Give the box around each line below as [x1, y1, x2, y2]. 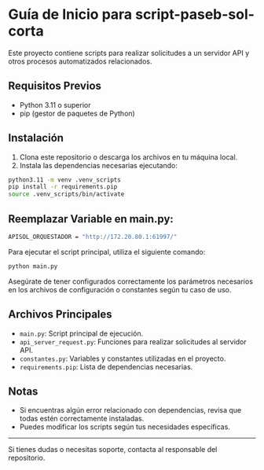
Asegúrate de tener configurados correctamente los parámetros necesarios [8, 277, 254, 286]
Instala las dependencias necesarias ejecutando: [19, 160, 178, 170]
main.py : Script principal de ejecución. [19, 329, 144, 338]
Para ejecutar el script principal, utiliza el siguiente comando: [8, 247, 206, 256]
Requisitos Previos [8, 79, 102, 93]
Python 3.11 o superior [19, 100, 91, 109]
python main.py [8, 262, 58, 270]
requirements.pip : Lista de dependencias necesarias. [19, 362, 193, 371]
